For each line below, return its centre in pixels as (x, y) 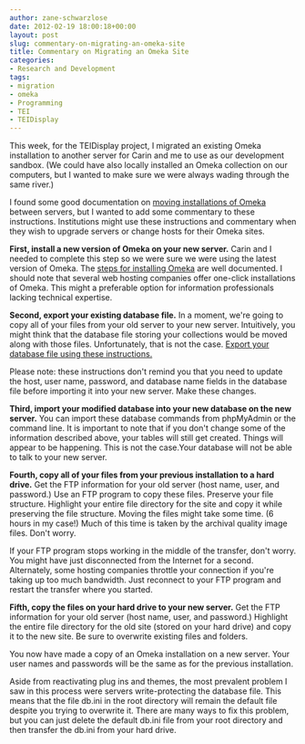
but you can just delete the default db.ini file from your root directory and (146, 720)
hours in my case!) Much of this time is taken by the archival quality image (149, 524)
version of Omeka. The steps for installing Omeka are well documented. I (146, 268)
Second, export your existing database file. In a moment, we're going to (147, 315)
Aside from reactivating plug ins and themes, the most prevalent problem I (148, 682)
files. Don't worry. (43, 533)
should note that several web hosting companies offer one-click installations (152, 278)
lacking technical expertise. (61, 298)
